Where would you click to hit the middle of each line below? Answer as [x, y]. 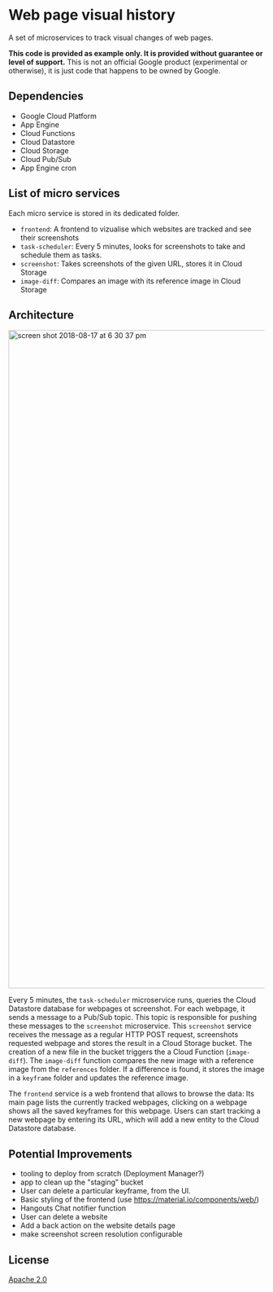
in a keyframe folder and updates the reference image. [98, 1078]
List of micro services [64, 193]
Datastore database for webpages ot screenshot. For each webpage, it [127, 1009]
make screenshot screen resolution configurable [101, 1234]
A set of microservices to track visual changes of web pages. [111, 37]
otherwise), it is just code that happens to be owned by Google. [115, 70]
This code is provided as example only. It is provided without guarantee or [136, 53]
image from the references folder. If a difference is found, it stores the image [136, 1070]
